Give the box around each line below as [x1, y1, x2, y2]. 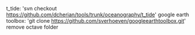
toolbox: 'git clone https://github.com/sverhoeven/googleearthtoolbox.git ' [6, 17, 186, 24]
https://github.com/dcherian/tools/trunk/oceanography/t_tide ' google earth [6, 11, 190, 18]
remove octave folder [6, 23, 59, 30]
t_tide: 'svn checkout [6, 5, 57, 12]
